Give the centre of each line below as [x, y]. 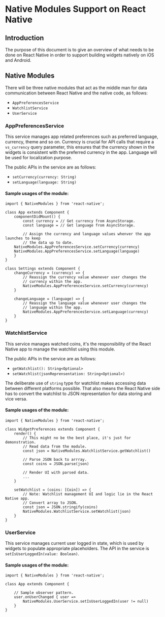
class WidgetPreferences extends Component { [52, 429]
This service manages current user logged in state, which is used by [74, 543]
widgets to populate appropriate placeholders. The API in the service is [77, 549]
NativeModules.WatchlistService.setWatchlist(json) [77, 511]
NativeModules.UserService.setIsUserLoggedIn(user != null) [86, 602]
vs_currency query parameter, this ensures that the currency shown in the [80, 147]
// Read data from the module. [55, 446]
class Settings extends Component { [43, 269]
